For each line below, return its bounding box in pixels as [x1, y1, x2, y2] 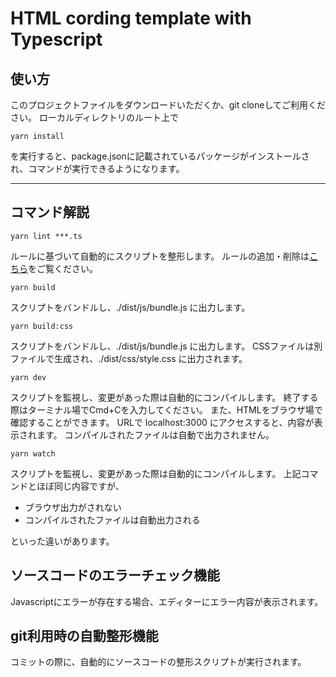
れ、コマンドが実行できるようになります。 [10, 163, 185, 174]
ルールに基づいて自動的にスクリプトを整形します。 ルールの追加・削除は [10, 250, 310, 262]
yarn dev [10, 372, 47, 382]
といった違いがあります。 [10, 535, 115, 547]
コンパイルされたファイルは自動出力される [24, 513, 201, 526]
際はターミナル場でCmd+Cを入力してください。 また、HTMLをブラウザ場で [10, 403, 323, 416]
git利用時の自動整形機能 [10, 628, 159, 645]
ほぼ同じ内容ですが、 [36, 480, 125, 492]
